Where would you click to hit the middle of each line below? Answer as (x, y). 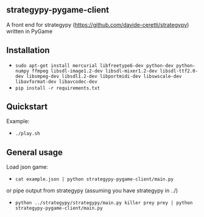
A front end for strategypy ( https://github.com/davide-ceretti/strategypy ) (98, 24)
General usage (34, 152)
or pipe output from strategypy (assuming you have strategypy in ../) (92, 191)
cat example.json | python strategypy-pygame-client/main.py (94, 179)
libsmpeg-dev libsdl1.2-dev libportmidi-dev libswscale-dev (104, 76)
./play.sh (28, 133)
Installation (28, 50)
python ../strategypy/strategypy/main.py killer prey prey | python (104, 203)
